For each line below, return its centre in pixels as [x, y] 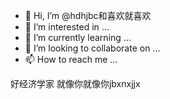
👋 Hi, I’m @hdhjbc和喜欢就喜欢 [88, 15]
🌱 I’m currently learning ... [78, 37]
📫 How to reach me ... [71, 59]
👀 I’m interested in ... [67, 27]
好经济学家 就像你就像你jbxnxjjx [75, 83]
